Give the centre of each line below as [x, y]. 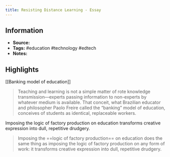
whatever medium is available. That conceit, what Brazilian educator [89, 103]
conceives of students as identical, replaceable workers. [77, 113]
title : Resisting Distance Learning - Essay [53, 10]
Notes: [20, 53]
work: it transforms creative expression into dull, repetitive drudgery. [90, 149]
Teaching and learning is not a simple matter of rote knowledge [84, 91]
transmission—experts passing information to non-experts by [82, 97]
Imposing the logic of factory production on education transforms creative [83, 123]
